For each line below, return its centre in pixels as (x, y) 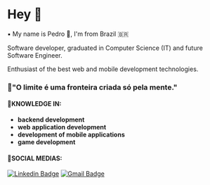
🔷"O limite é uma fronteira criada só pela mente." (92, 87)
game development (46, 142)
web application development (62, 127)
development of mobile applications (71, 135)
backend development (51, 120)
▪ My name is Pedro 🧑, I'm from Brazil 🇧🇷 (68, 34)
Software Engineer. (35, 55)
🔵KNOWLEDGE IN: (34, 104)
